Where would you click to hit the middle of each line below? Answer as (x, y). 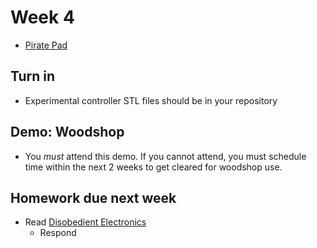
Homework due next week (93, 197)
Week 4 (42, 17)
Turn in (33, 76)
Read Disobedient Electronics (85, 222)
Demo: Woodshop (67, 132)
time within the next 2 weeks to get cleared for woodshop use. (153, 167)
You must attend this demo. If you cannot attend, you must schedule (165, 156)
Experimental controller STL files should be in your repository (151, 100)
